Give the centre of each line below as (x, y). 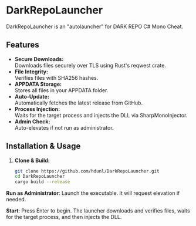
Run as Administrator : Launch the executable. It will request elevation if (93, 193)
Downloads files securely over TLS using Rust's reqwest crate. (90, 65)
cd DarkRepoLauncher (40, 177)
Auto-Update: (32, 96)
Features (23, 45)
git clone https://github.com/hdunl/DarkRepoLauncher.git (87, 171)
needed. (16, 200)
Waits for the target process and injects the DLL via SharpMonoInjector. (101, 115)
